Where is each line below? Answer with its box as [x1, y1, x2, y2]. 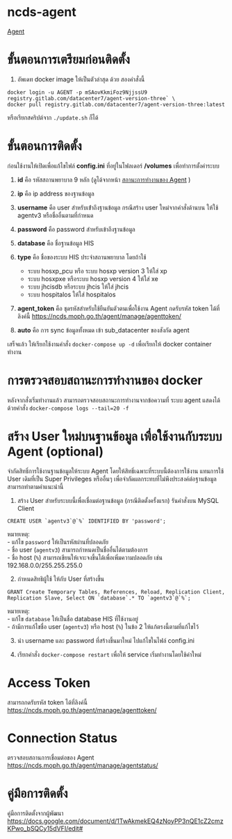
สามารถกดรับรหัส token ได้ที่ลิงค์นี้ [7, 698, 88, 706]
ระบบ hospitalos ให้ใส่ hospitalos [27, 290, 116, 298]
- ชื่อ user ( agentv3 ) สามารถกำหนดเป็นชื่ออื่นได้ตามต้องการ [7, 545, 148, 554]
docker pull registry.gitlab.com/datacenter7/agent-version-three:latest [7, 101, 226, 108]
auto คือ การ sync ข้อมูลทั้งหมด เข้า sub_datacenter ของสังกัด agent [17, 326, 190, 334]
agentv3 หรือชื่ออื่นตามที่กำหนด [17, 211, 94, 219]
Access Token [7, 675, 91, 691]
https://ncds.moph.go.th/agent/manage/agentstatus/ [7, 761, 158, 769]
